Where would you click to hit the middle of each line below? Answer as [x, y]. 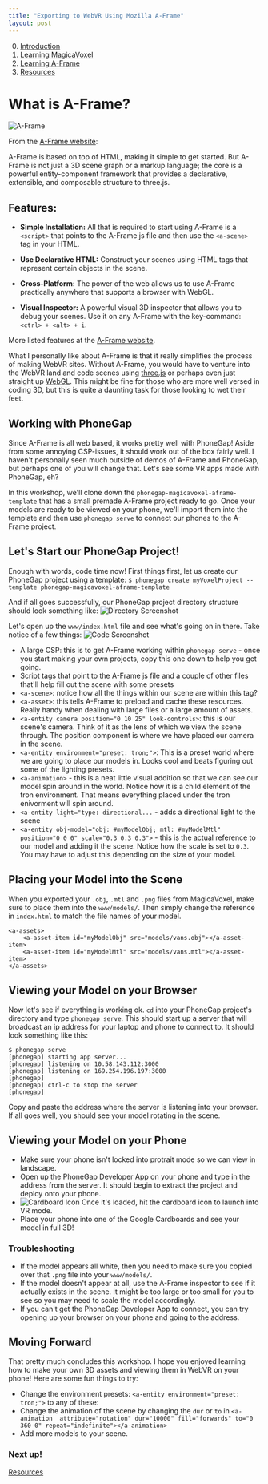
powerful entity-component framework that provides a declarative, [118, 174]
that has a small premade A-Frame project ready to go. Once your [147, 501]
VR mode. [36, 1211]
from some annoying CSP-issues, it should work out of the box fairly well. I [131, 452]
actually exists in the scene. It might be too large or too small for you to [137, 1292]
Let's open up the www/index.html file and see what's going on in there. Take [134, 626]
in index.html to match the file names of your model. [95, 916]
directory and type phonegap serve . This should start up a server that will [128, 1018]
